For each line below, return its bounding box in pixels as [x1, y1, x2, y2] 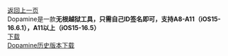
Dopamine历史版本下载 [7, 41, 75, 49]
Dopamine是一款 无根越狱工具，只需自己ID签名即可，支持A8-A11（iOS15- [7, 15, 221, 23]
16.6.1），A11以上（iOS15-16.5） [7, 24, 101, 31]
